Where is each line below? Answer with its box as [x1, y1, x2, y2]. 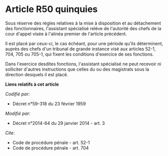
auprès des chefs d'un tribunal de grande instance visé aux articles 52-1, [5, 46, 156, 52]
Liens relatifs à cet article [5, 81, 59, 87]
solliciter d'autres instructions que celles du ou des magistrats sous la [5, 66, 149, 72]
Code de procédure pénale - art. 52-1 [12, 139, 90, 145]
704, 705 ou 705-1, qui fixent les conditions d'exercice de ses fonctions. [5, 51, 154, 57]
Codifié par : [5, 91, 30, 97]
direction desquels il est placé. [5, 71, 69, 77]
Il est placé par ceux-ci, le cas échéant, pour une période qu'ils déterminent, [5, 40, 163, 46]
